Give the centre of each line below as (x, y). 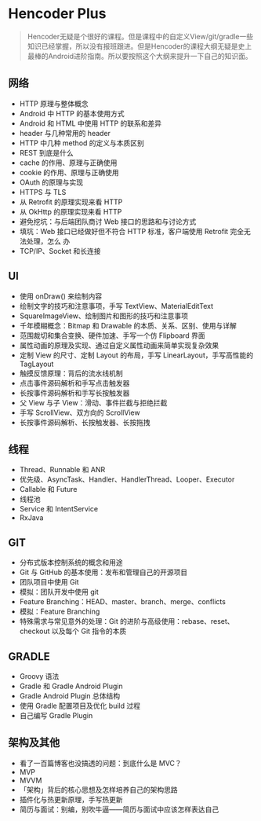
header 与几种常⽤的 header (65, 133)
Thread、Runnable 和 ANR (62, 470)
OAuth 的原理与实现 (51, 182)
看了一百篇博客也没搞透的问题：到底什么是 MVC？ (100, 763)
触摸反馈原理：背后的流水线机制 (71, 373)
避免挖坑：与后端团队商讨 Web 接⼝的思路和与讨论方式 (108, 222)
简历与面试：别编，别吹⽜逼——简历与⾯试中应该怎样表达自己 (119, 809)
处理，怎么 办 (48, 241)
